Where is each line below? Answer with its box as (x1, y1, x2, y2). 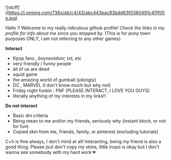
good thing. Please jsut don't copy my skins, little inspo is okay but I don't (5, 144, 159, 150)
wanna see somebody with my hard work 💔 (5, 149, 96, 155)
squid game (12, 71, 38, 77)
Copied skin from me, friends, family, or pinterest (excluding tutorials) (12, 129, 159, 135)
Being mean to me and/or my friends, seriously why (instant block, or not (12, 118, 166, 124)
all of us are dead (12, 66, 49, 72)
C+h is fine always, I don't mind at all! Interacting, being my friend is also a (5, 139, 161, 144)
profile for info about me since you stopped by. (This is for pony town (5, 30, 151, 36)
